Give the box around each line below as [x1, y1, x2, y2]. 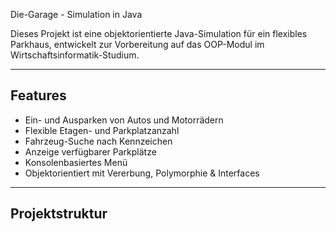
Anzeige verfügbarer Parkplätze [24, 145, 157, 158]
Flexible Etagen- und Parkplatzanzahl [24, 124, 180, 136]
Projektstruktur [10, 205, 108, 223]
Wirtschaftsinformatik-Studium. [10, 49, 140, 61]
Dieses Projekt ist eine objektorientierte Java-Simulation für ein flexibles [10, 28, 308, 39]
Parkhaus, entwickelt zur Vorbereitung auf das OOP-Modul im [10, 39, 265, 50]
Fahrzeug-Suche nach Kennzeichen [24, 135, 173, 147]
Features [10, 87, 67, 104]
